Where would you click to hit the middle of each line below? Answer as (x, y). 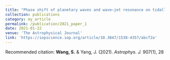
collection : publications (32, 14)
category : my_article (28, 19)
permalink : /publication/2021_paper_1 (46, 24)
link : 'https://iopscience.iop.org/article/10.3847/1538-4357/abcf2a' (81, 38)
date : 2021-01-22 (24, 28)
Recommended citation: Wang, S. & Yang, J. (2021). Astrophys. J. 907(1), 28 (84, 52)
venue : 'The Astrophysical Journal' (44, 33)
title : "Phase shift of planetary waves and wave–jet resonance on (78, 10)
